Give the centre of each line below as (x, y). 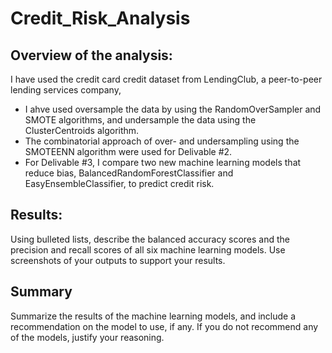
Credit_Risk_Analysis (100, 18)
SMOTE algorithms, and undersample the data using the (140, 120)
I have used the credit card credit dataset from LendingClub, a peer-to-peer (166, 79)
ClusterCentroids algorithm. (82, 130)
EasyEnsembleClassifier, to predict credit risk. (119, 183)
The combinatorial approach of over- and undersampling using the (162, 141)
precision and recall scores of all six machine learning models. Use (148, 249)
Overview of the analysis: (91, 55)
